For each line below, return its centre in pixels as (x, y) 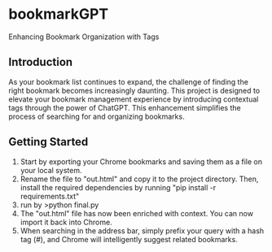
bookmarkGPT (58, 14)
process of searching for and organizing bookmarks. (97, 116)
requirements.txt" (50, 196)
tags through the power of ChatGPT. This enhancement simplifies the (125, 107)
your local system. (51, 170)
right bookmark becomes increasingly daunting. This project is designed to (134, 90)
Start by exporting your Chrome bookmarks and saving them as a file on (141, 161)
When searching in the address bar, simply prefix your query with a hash (142, 230)
